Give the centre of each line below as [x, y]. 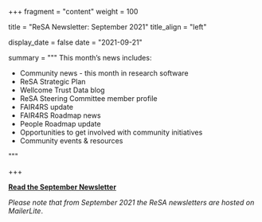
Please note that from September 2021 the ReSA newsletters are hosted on [131, 203]
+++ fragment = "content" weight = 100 [73, 12]
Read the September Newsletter [63, 187]
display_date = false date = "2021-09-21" [75, 42]
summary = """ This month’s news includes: [80, 58]
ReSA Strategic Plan [53, 82]
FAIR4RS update [47, 107]
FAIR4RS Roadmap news [60, 115]
